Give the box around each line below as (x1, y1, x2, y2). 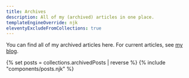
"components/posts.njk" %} (6, 66, 74, 73)
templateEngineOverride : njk (6, 19, 78, 25)
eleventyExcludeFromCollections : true (6, 25, 102, 31)
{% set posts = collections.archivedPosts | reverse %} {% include (6, 59, 166, 66)
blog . (6, 48, 19, 55)
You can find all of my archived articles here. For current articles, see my (6, 41, 183, 48)
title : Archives (6, 8, 46, 15)
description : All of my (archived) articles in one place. (6, 14, 155, 20)
